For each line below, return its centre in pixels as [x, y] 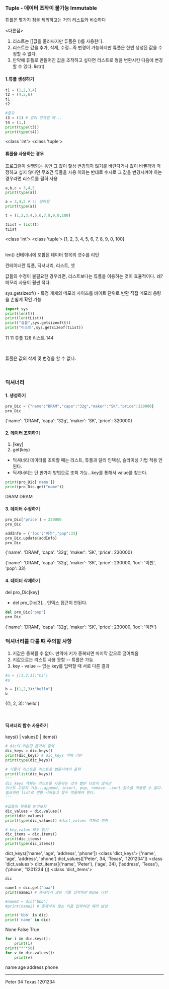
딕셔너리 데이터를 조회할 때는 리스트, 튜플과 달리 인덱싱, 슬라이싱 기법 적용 [85, 460]
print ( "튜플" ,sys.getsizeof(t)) [38, 323]
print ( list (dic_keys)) [29, 774]
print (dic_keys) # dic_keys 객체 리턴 [44, 756]
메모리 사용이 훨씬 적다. [28, 282]
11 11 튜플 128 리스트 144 [29, 338]
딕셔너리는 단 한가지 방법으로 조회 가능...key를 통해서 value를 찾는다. [80, 473]
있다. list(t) [34, 67]
